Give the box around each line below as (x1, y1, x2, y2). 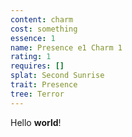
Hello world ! (10, 116, 62, 128)
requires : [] (10, 61, 65, 71)
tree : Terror (10, 89, 65, 99)
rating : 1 (10, 52, 52, 62)
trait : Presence (10, 80, 78, 90)
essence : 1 (10, 33, 56, 43)
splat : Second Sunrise (10, 71, 105, 81)
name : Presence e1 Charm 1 (10, 42, 123, 53)
